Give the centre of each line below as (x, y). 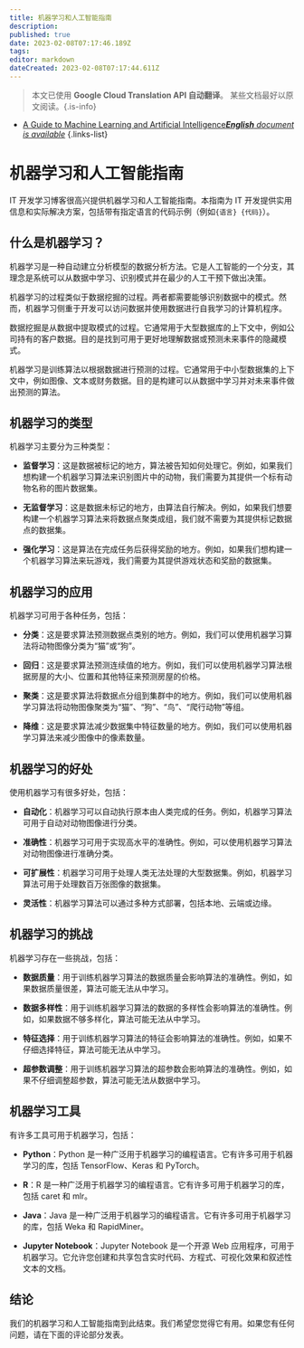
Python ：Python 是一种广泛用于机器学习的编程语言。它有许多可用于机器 (158, 1153)
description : (34, 26)
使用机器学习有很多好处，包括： (69, 793)
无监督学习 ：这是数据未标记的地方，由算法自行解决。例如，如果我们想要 (157, 508)
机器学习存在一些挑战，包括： (65, 958)
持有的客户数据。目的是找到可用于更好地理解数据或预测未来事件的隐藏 (147, 338)
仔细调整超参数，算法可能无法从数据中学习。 (122, 1080)
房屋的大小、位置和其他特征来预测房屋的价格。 (118, 677)
